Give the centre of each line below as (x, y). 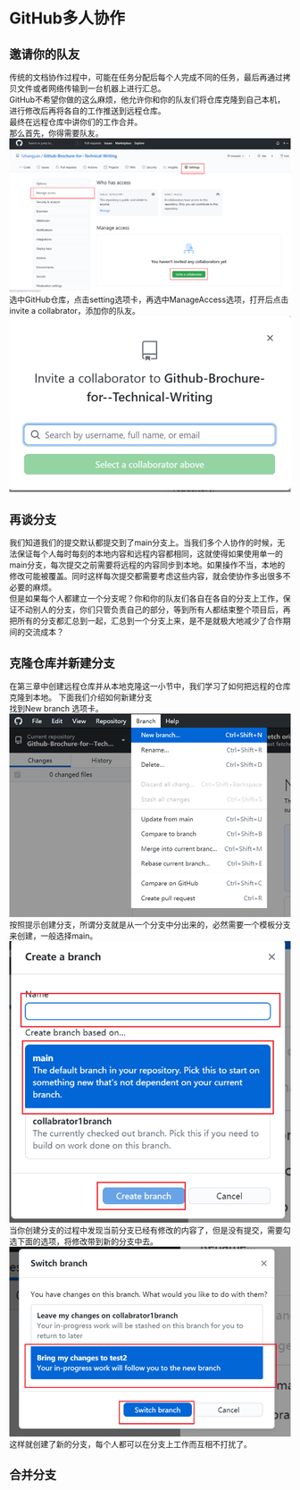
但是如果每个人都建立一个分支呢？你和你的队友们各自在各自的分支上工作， (146, 599)
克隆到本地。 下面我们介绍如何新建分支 (81, 697)
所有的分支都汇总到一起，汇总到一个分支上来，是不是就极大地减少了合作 (150, 621)
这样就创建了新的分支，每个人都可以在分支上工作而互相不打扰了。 (130, 1444)
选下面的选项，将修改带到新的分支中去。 (83, 1242)
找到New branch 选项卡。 (57, 709)
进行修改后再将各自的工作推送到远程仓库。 (87, 111)
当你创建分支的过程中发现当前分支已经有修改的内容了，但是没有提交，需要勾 (150, 1231)
